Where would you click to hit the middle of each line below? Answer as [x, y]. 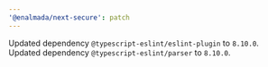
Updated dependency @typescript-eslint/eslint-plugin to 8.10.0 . [134, 43]
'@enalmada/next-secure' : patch [69, 17]
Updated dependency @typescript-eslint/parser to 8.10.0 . [120, 52]
